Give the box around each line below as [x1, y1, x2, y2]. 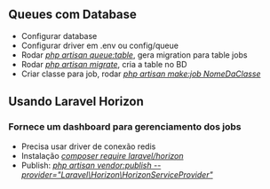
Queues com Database [8, 7, 137, 22]
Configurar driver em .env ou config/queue [20, 40, 179, 51]
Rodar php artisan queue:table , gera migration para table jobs [20, 49, 248, 60]
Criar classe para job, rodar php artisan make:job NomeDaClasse [20, 68, 261, 79]
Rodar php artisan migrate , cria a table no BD [20, 59, 187, 69]
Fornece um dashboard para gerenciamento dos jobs [8, 121, 242, 133]
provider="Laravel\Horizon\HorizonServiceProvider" [20, 169, 214, 180]
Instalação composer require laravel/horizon [20, 150, 184, 161]
